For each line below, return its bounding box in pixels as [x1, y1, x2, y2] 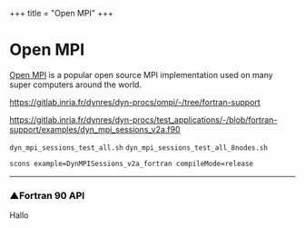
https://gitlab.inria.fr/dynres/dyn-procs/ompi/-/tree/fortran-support [9, 96, 261, 107]
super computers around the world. [9, 79, 143, 90]
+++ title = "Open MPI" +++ [9, 8, 113, 18]
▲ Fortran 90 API [9, 189, 85, 202]
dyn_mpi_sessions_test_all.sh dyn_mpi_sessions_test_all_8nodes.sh [9, 143, 268, 153]
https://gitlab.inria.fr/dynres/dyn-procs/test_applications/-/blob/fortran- [9, 114, 278, 125]
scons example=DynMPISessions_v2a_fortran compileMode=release [9, 159, 254, 168]
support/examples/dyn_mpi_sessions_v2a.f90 [9, 124, 181, 134]
